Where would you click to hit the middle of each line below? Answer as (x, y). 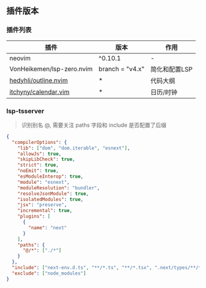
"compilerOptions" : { (40, 142)
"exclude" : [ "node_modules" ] (49, 273)
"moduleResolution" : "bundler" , (59, 188)
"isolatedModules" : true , (51, 199)
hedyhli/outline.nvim (39, 80)
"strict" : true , (38, 165)
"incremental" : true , (45, 211)
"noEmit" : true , (38, 171)
